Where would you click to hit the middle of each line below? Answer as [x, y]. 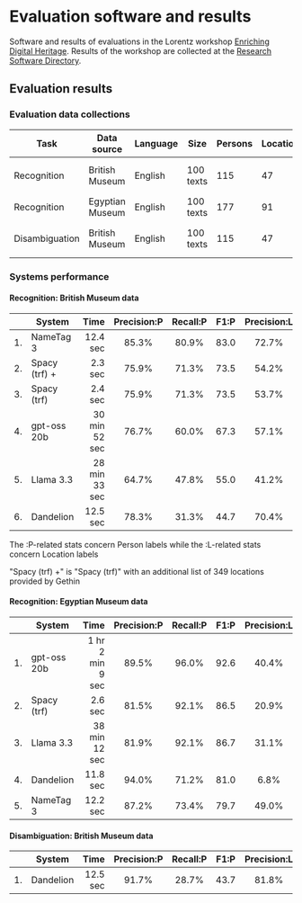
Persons [235, 143]
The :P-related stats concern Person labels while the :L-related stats [135, 544]
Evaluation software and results [130, 17]
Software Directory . [45, 60]
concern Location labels [54, 554]
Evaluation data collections [70, 114]
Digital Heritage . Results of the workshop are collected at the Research [141, 50]
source [107, 148]
